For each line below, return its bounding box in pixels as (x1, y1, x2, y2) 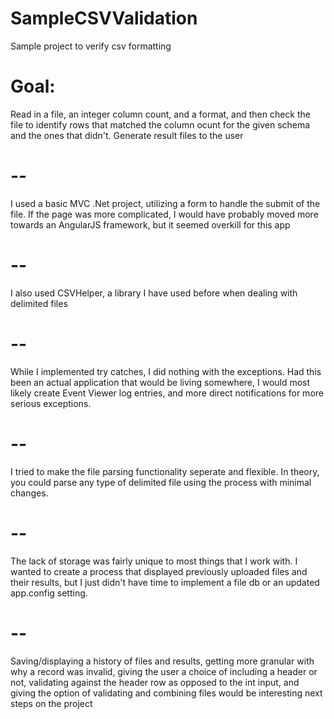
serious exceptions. (10, 397, 92, 409)
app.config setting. (10, 587, 88, 599)
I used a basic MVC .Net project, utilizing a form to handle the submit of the (10, 197, 321, 209)
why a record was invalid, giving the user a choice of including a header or (10, 665, 318, 677)
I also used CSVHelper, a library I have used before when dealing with (10, 287, 298, 299)
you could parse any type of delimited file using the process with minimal (10, 476, 312, 488)
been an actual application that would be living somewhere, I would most (10, 376, 311, 388)
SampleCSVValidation (10, 7, 198, 30)
